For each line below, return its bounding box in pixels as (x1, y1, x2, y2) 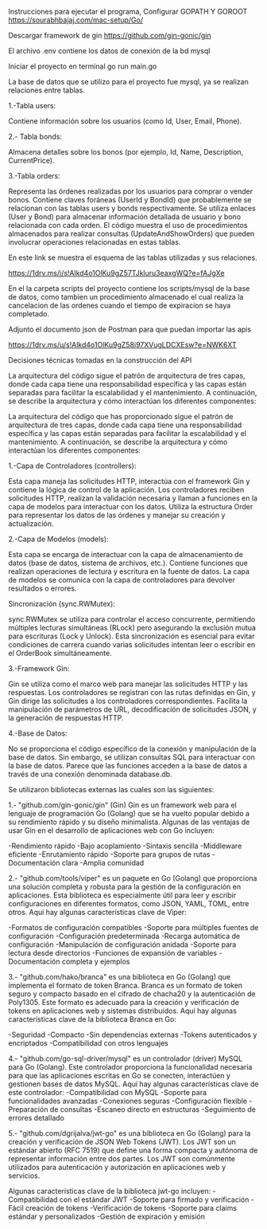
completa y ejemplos (61, 956, 130, 966)
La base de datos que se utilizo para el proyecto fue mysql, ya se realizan (8, 77, 249, 86)
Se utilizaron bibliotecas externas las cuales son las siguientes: (8, 785, 215, 794)
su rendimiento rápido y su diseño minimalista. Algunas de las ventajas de (8, 817, 250, 827)
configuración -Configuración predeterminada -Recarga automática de (8, 932, 241, 940)
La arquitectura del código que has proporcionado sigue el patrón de (8, 412, 234, 421)
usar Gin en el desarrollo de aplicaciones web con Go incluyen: (8, 826, 215, 835)
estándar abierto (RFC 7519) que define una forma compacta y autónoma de (8, 1145, 258, 1155)
